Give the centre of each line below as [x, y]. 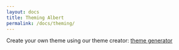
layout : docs [23, 12]
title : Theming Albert [35, 18]
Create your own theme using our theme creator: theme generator [89, 41]
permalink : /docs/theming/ [41, 23]
